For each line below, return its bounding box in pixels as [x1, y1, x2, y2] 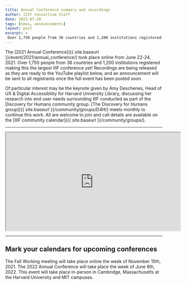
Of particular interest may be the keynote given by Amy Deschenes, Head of [5, 85, 162, 91]
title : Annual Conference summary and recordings [5, 7, 111, 12]
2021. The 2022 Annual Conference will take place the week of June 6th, [5, 263, 155, 269]
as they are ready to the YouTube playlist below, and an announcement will [5, 70, 159, 76]
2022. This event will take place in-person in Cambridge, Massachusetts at [5, 268, 160, 275]
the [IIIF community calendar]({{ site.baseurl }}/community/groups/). [5, 117, 146, 123]
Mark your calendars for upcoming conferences [5, 245, 158, 253]
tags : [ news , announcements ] [5, 21, 66, 26]
